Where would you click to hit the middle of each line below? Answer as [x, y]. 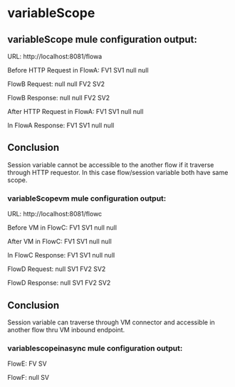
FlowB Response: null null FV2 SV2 [59, 98]
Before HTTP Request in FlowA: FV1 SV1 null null [78, 70]
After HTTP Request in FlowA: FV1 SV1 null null [75, 111]
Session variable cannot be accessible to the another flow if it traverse [111, 164]
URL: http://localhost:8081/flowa [55, 56]
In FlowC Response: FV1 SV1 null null [61, 255]
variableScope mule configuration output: [102, 39]
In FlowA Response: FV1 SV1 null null [61, 125]
